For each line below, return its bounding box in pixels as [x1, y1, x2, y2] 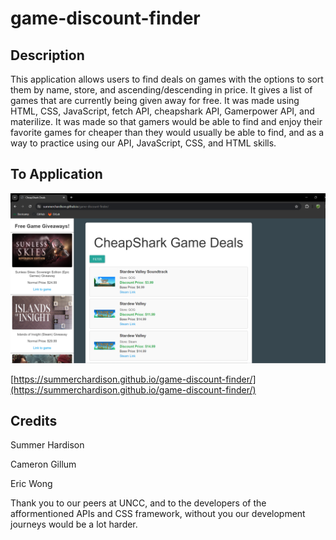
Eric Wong [10, 478, 53, 490]
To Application [10, 166, 103, 183]
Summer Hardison [10, 439, 85, 451]
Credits [10, 412, 58, 429]
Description [10, 47, 85, 64]
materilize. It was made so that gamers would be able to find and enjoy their [10, 116, 323, 127]
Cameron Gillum [10, 458, 77, 471]
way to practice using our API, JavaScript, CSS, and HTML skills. [10, 137, 277, 149]
